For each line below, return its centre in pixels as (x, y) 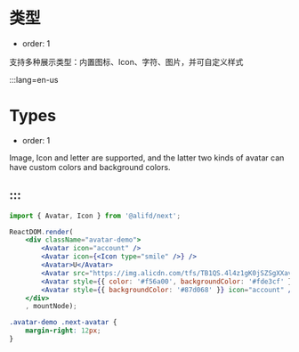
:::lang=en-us (34, 79)
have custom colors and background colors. (90, 167)
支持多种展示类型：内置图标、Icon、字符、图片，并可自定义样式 (126, 61)
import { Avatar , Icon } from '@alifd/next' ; (95, 216)
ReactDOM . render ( (41, 232)
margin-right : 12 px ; (63, 331)
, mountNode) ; (51, 307)
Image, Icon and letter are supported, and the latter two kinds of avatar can (147, 158)
